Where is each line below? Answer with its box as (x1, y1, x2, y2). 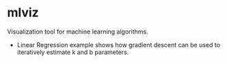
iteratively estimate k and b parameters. (16, 48, 129, 56)
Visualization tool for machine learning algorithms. (7, 27, 148, 36)
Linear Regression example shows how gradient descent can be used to (16, 40, 221, 49)
